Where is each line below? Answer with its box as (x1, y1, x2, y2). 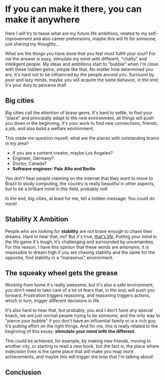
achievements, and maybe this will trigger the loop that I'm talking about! (5, 354, 154, 360)
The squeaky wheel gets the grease (5, 269, 118, 277)
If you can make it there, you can (5, 3, 142, 15)
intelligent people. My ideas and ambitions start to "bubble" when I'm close (5, 61, 159, 67)
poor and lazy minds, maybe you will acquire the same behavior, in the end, (5, 77, 160, 83)
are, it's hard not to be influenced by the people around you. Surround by (5, 71, 155, 77)
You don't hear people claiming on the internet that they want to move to (5, 175, 153, 181)
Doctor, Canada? (12, 160, 47, 166)
